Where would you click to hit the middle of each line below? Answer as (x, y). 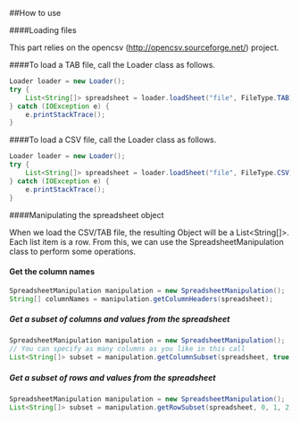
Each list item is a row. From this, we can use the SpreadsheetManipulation (146, 241)
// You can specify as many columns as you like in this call (127, 349)
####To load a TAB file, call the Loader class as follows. (112, 65)
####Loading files (43, 30)
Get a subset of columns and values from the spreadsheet (120, 319)
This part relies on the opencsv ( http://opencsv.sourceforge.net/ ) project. (144, 47)
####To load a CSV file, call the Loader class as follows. (113, 140)
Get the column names (52, 272)
